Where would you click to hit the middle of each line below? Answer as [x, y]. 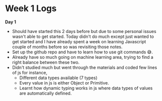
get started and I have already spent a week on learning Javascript [79, 41]
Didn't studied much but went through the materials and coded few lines [84, 67]
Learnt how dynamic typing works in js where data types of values [86, 88]
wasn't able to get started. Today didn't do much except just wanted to [83, 36]
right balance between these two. [46, 62]
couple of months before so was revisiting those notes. [67, 47]
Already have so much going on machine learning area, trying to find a [83, 57]
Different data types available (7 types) [58, 78]
